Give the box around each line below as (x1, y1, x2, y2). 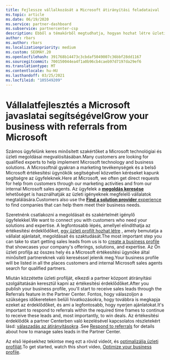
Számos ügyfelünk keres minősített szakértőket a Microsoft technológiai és (6, 148, 162, 154)
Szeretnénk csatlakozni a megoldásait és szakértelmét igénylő (6, 211, 135, 217)
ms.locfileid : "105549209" (6, 78, 63, 83)
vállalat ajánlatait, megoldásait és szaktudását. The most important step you (6, 233, 162, 239)
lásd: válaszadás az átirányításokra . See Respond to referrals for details (6, 323, 155, 329)
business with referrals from (6, 121, 128, 132)
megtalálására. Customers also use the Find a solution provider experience (6, 196, 162, 202)
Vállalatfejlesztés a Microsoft (6, 99, 130, 111)
